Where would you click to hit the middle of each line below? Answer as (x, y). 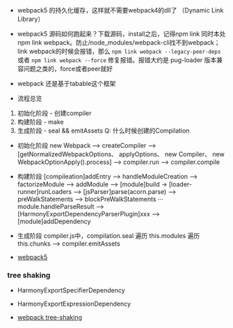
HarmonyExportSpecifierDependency (71, 290)
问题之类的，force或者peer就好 (68, 69)
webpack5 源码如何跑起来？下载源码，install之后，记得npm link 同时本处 (121, 34)
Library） (31, 19)
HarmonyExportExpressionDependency (74, 304)
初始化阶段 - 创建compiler (54, 113)
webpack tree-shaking (49, 318)
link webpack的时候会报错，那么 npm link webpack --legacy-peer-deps (119, 51)
